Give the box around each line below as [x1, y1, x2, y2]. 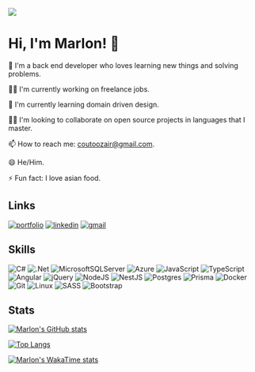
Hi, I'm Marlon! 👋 [8, 35, 120, 53]
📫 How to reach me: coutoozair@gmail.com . [8, 139, 155, 148]
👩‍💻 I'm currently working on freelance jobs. [8, 84, 150, 94]
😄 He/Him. [8, 157, 45, 167]
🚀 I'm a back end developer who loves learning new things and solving [8, 60, 239, 70]
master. [8, 123, 33, 133]
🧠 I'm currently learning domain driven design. [8, 100, 160, 109]
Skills [8, 243, 36, 257]
